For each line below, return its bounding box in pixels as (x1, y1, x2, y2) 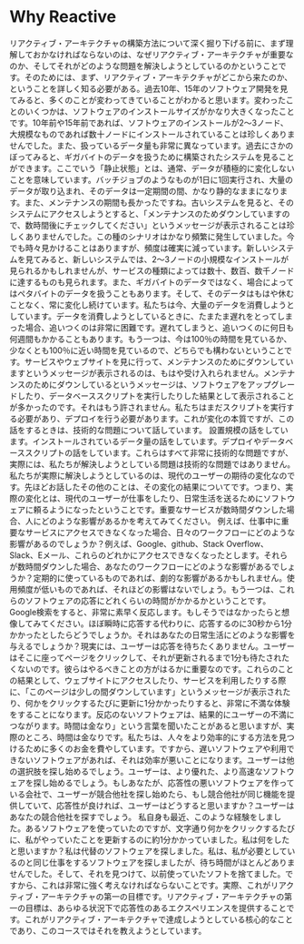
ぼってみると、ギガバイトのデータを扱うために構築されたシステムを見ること (9, 151, 295, 162)
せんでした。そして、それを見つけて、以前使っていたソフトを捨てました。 (9, 868, 286, 879)
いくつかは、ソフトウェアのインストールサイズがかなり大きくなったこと (25, 106, 295, 117)
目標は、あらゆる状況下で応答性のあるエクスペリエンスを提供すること (25, 902, 287, 913)
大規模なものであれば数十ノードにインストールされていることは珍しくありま (9, 128, 296, 139)
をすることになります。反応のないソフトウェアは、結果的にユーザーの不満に (9, 708, 295, 720)
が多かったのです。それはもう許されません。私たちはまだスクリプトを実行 (9, 401, 287, 412)
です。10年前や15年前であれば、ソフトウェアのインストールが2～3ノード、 (9, 117, 289, 128)
